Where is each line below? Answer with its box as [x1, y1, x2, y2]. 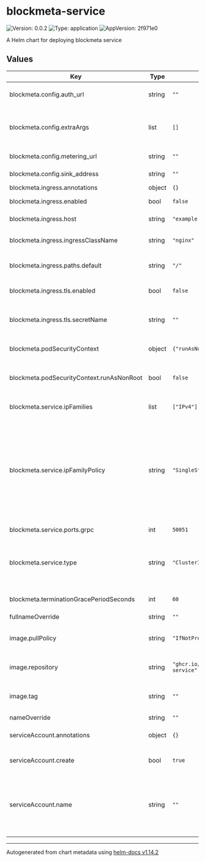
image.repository [9, 663, 59, 671]
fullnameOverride [9, 612, 60, 621]
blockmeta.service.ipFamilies [9, 402, 93, 411]
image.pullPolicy [9, 634, 57, 642]
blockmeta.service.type [9, 558, 77, 566]
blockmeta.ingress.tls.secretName [9, 315, 108, 324]
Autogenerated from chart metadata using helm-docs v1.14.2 [6, 848, 159, 856]
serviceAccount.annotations [9, 731, 90, 739]
